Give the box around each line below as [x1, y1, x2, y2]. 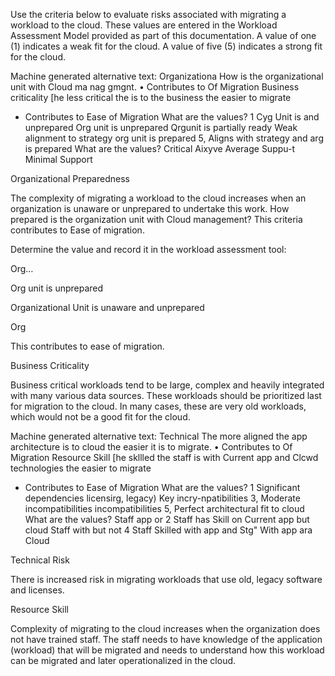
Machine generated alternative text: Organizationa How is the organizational [10, 70, 324, 82]
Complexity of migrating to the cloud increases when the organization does [10, 623, 321, 634]
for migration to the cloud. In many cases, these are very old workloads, [10, 400, 307, 412]
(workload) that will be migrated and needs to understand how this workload [10, 644, 325, 656]
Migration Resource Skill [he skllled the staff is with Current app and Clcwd [10, 452, 319, 463]
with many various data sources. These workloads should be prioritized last [10, 390, 322, 401]
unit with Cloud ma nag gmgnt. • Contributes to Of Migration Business [10, 81, 300, 93]
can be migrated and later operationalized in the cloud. [10, 655, 237, 666]
